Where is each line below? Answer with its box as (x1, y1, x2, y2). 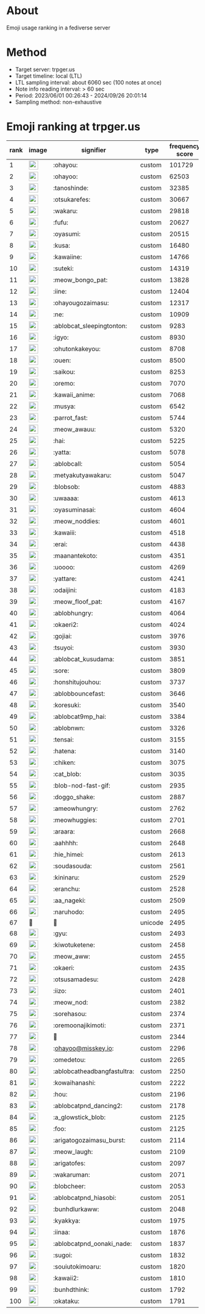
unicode (140, 918, 164, 927)
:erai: (52, 540, 68, 549)
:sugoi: (52, 1251, 73, 1259)
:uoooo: (52, 563, 75, 571)
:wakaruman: (52, 1170, 90, 1179)
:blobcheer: (52, 1182, 86, 1190)
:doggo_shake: (52, 792, 95, 801)
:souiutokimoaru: (52, 1262, 101, 1270)
